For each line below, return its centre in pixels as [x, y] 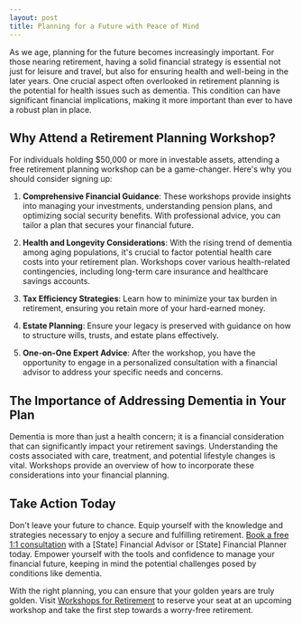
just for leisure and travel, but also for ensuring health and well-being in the [149, 71]
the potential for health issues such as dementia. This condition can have [145, 90]
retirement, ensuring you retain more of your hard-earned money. [144, 308]
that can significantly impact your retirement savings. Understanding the [144, 446]
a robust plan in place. [50, 109]
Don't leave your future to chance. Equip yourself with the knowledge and [146, 525]
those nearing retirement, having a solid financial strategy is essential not [145, 61]
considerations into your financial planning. [89, 475]
